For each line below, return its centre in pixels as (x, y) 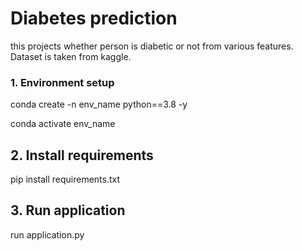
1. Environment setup (62, 82)
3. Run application (68, 210)
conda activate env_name (63, 124)
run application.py (47, 234)
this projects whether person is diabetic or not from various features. (152, 46)
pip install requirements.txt (65, 179)
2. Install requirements (82, 155)
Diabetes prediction (94, 18)
